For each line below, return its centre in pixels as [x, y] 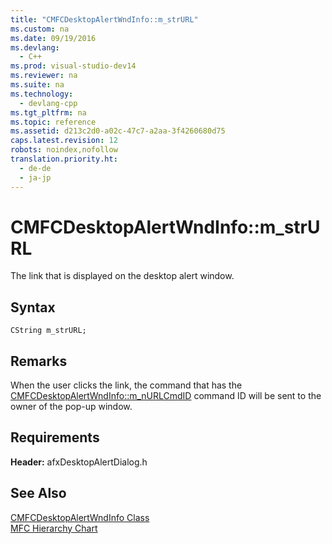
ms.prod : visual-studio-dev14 [73, 66]
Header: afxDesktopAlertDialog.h [79, 462]
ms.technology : [42, 94]
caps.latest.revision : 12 [64, 141]
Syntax [33, 307]
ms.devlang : [35, 47]
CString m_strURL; [48, 331]
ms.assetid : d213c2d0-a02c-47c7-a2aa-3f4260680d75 [118, 131]
